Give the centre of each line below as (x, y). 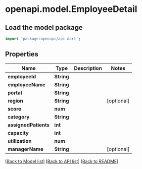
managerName (25, 149)
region (15, 101)
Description (88, 68)
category (19, 116)
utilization (20, 141)
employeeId (22, 76)
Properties (22, 54)
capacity (18, 133)
